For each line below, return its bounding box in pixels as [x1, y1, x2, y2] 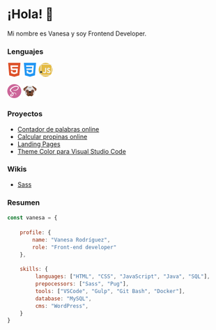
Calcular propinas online [17, 132, 88, 141]
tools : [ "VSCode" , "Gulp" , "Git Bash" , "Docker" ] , [35, 288, 186, 294]
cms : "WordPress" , [35, 302, 89, 309]
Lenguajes [7, 47, 44, 56]
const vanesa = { [7, 214, 58, 221]
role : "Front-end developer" [32, 244, 117, 251]
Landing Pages [17, 139, 61, 148]
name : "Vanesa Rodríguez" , [32, 236, 111, 243]
